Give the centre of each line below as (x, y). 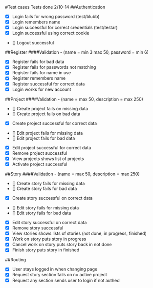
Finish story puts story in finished (46, 250)
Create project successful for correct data (55, 123)
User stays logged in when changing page (55, 269)
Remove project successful (40, 153)
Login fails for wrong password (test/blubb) (56, 16)
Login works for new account (42, 89)
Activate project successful (40, 164)
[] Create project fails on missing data (50, 108)
